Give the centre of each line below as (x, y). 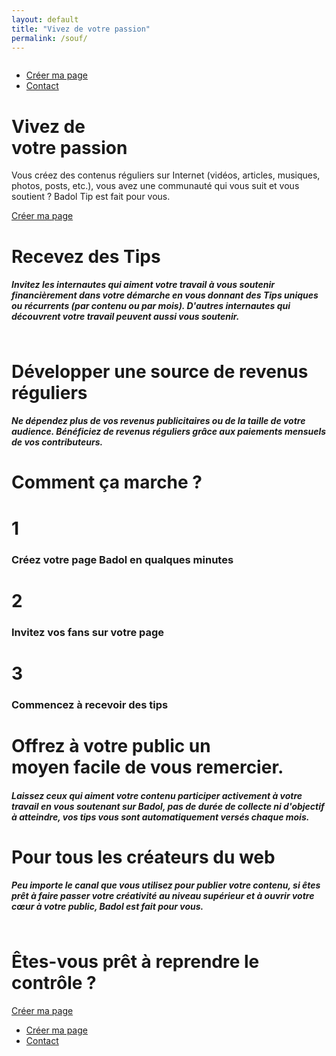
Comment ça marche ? (107, 482)
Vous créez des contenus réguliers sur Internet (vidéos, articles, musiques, (166, 175)
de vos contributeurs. (57, 442)
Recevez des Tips (86, 256)
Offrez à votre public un (111, 745)
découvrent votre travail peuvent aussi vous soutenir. (125, 317)
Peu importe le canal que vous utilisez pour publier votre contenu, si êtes (166, 885)
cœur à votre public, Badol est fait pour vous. (107, 907)
